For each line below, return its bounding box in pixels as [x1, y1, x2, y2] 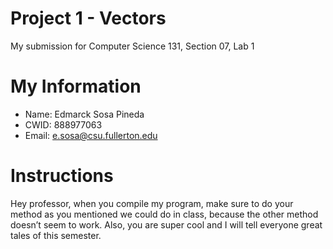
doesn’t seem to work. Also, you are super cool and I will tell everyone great [10, 218, 323, 231]
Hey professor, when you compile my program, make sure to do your [10, 197, 294, 209]
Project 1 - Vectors [10, 7, 167, 30]
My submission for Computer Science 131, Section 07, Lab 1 [10, 40, 255, 52]
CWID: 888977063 [24, 118, 103, 131]
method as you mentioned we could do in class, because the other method [10, 208, 319, 220]
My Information [10, 75, 142, 98]
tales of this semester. [10, 229, 102, 241]
